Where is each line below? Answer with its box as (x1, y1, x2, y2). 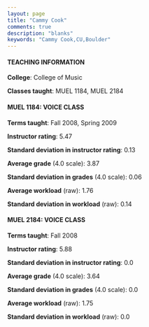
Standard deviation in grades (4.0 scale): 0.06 (7, 173, 142, 181)
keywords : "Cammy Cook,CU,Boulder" (7, 36, 111, 43)
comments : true (7, 23, 52, 30)
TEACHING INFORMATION (7, 57, 85, 66)
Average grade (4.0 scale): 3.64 (7, 272, 100, 280)
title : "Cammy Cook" (7, 17, 68, 24)
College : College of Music (7, 73, 83, 82)
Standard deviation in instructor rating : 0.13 (7, 145, 136, 154)
